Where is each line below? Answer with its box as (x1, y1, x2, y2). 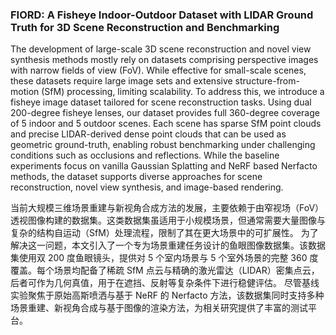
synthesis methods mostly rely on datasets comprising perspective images (10, 54, 319, 66)
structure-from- (234, 75, 300, 87)
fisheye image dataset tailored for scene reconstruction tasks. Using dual (10, 96, 312, 108)
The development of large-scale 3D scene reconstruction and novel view (10, 43, 312, 55)
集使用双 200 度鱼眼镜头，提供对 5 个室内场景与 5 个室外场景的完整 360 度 (10, 252, 319, 264)
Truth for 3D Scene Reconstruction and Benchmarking (10, 20, 280, 34)
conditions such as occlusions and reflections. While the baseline (10, 149, 280, 162)
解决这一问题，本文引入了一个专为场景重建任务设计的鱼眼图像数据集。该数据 (10, 239, 326, 252)
